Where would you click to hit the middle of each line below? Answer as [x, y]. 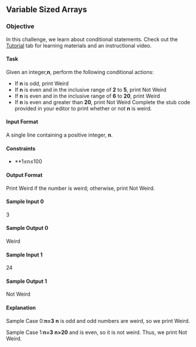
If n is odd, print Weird [41, 83]
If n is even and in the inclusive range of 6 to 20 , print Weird [87, 96]
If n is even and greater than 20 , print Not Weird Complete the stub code [102, 102]
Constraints [21, 148]
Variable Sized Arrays [47, 10]
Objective [20, 26]
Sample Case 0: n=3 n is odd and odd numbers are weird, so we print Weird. [98, 321]
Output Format [24, 175]
